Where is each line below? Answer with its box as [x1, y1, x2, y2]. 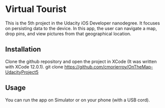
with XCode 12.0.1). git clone [5, 63, 64, 69]
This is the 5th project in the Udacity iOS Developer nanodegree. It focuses [5, 20, 160, 26]
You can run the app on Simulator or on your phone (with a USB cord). [5, 96, 150, 103]
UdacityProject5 [5, 69, 39, 75]
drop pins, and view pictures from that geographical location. [5, 30, 131, 36]
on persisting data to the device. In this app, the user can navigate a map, [5, 25, 157, 31]
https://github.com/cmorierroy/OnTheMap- [64, 63, 153, 69]
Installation [5, 45, 41, 53]
